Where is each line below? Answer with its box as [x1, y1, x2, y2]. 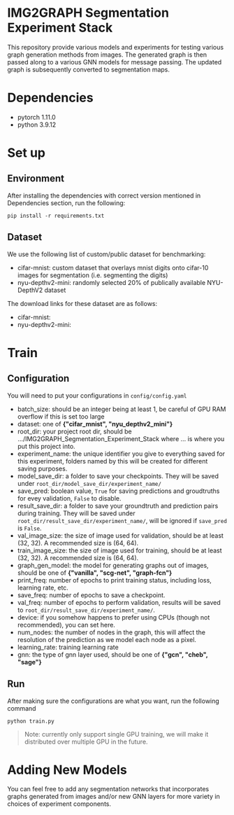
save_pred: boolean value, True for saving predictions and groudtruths [17, 487, 220, 495]
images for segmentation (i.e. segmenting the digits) [17, 271, 168, 279]
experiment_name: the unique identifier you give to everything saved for [17, 450, 226, 458]
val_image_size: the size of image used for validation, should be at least [17, 531, 224, 540]
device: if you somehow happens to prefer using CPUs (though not [17, 613, 210, 621]
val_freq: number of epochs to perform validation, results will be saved [17, 598, 221, 606]
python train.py [7, 718, 54, 725]
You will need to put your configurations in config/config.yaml [7, 391, 187, 400]
